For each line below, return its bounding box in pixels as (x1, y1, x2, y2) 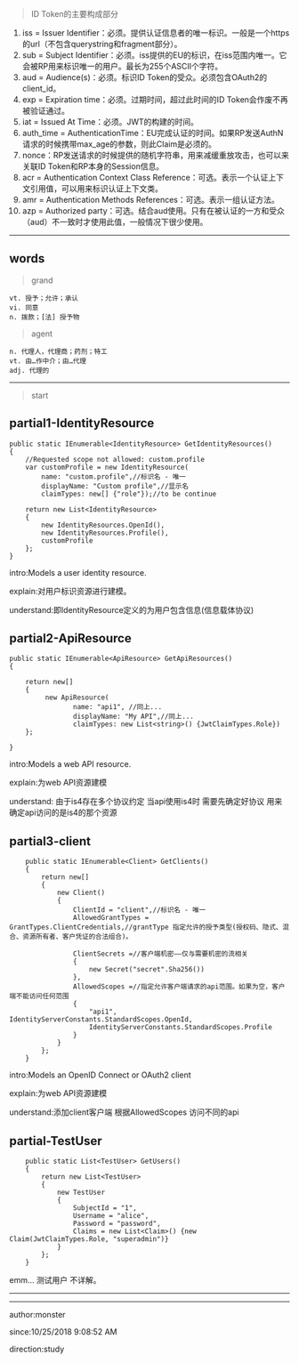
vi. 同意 (9, 302, 39, 312)
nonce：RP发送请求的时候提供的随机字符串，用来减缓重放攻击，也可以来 (21, 150, 289, 160)
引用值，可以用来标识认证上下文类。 (29, 183, 163, 194)
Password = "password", (72, 1219, 162, 1229)
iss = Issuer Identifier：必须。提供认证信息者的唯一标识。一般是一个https (21, 28, 290, 38)
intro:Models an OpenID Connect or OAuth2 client (9, 1069, 191, 1080)
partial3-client (9, 834, 92, 849)
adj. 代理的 (9, 366, 50, 375)
